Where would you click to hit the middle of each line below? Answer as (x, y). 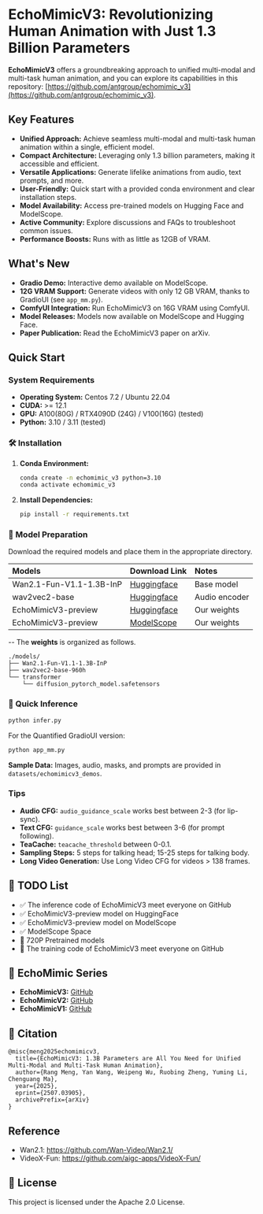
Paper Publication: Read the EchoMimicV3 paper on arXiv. (115, 333)
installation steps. (48, 197)
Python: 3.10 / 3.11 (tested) (63, 422)
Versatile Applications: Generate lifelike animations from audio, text (130, 172)
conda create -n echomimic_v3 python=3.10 (90, 478)
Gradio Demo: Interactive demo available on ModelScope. (114, 283)
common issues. (46, 231)
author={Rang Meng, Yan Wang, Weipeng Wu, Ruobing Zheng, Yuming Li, (131, 1072)
